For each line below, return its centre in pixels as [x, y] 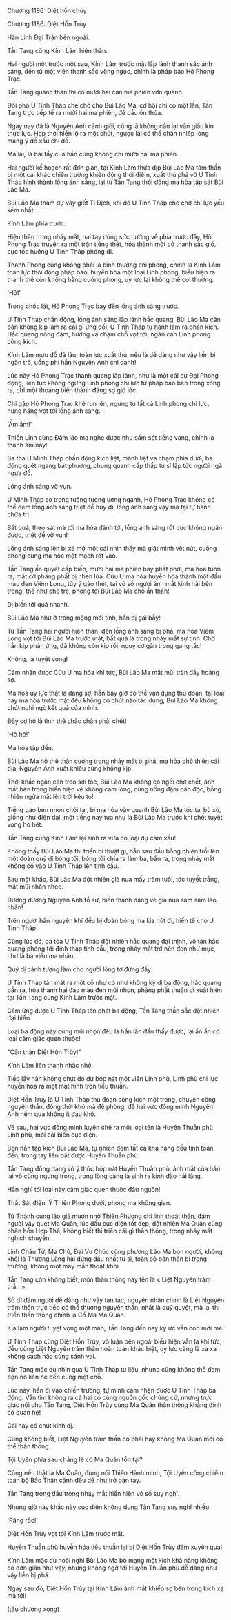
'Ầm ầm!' [20, 424]
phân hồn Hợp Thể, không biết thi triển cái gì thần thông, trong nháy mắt [110, 1231]
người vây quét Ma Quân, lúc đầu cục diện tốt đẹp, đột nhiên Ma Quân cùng [115, 1223]
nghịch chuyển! [29, 1238]
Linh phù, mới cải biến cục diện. [52, 1135]
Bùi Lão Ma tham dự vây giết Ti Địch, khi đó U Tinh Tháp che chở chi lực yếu [116, 203]
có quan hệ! [24, 1412]
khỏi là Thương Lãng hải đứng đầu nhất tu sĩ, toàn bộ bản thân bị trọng [107, 1259]
